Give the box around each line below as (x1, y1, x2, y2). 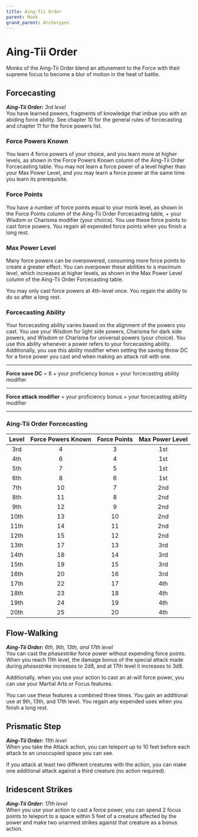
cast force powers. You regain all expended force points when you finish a (6, 223, 187, 230)
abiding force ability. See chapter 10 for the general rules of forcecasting (6, 116, 183, 123)
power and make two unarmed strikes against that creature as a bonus (6, 819, 178, 826)
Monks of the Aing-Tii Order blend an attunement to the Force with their (6, 64, 180, 71)
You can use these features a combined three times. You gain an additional (6, 692, 188, 699)
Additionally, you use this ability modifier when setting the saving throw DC (6, 346, 188, 354)
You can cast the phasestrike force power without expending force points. (6, 650, 186, 657)
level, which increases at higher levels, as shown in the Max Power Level (6, 270, 183, 277)
